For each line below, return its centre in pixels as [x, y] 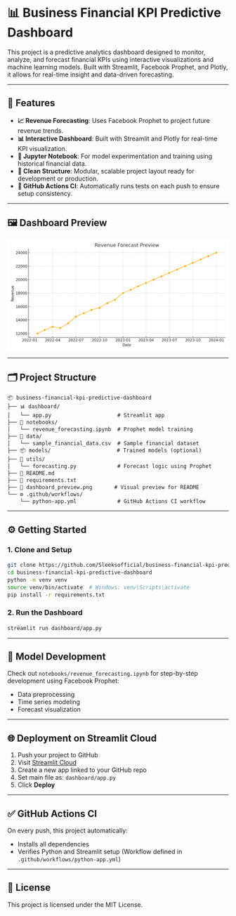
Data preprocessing [46, 695]
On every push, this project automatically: [67, 831]
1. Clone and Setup [40, 549]
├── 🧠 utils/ [26, 459]
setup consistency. [45, 193]
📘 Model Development [57, 656]
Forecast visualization [49, 709]
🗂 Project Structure [52, 377]
